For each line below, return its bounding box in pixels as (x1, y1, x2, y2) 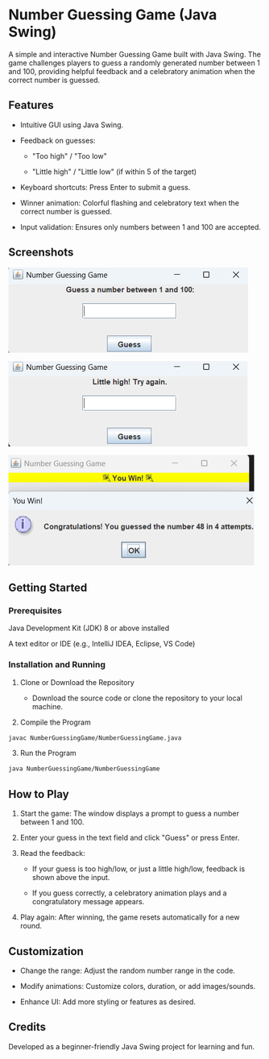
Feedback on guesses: (19, 135, 96, 145)
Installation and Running (8, 659, 106, 671)
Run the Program (19, 748, 77, 758)
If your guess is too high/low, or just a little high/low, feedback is (31, 864, 246, 874)
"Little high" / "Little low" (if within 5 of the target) (31, 167, 197, 176)
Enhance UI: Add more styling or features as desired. (19, 997, 196, 1007)
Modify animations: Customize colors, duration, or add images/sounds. (19, 981, 256, 990)
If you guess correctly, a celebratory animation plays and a (31, 888, 227, 898)
